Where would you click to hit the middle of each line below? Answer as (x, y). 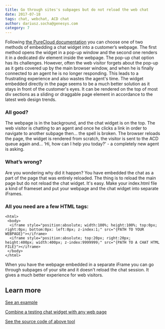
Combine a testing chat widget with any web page (56, 312)
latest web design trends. (31, 99)
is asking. (15, 149)
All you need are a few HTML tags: (47, 206)
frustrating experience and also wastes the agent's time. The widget (74, 79)
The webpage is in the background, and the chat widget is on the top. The (80, 123)
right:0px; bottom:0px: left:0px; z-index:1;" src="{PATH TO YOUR (75, 230)
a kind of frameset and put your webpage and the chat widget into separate (82, 188)
